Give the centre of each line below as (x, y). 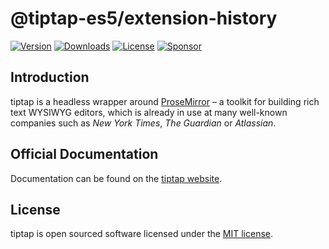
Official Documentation (84, 154)
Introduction (50, 77)
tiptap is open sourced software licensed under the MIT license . (142, 234)
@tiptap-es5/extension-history (144, 18)
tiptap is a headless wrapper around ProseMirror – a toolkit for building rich (165, 101)
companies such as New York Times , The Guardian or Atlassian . (143, 123)
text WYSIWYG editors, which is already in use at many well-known (149, 112)
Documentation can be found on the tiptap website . (116, 178)
